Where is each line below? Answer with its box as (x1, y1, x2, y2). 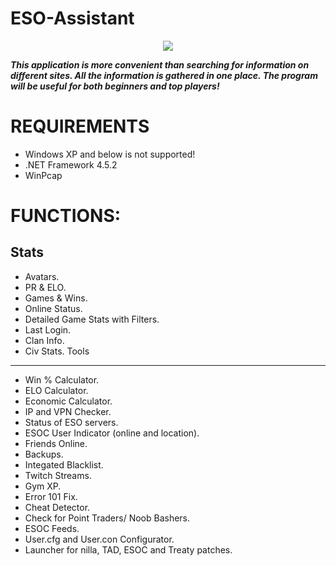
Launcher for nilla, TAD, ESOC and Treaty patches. (24, 543, 233, 556)
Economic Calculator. (24, 395, 113, 407)
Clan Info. (24, 334, 65, 346)
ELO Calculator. (24, 384, 89, 396)
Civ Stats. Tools (24, 345, 90, 357)
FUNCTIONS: (10, 205, 122, 227)
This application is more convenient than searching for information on (10, 58, 310, 71)
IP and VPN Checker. (24, 405, 112, 417)
